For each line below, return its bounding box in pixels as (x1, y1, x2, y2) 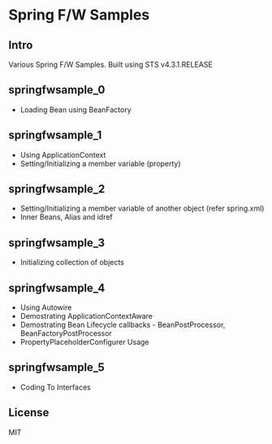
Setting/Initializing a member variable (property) (19, 159, 181, 168)
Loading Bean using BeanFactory (19, 104, 132, 115)
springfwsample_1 (8, 128, 102, 142)
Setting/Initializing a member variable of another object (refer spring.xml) (19, 203, 265, 213)
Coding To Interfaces (19, 382, 91, 392)
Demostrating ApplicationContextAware (19, 311, 153, 321)
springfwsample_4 (8, 281, 106, 294)
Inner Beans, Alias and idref (19, 212, 114, 222)
